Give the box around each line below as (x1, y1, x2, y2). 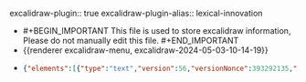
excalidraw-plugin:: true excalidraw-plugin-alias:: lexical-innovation (9, 8, 263, 18)
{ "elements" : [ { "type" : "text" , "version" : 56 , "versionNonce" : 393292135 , (22, 64, 294, 73)
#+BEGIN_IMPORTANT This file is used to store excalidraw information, (22, 26, 291, 36)
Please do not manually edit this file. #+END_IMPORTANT (22, 36, 239, 46)
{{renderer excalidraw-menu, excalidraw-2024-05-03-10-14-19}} (22, 45, 269, 56)
